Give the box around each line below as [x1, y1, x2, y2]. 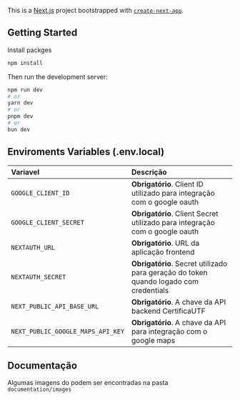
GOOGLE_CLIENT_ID [11, 189, 70, 197]
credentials [131, 285, 169, 295]
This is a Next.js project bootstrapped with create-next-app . [7, 6, 184, 14]
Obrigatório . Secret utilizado [131, 259, 228, 269]
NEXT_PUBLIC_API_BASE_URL [11, 302, 99, 310]
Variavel [11, 167, 40, 177]
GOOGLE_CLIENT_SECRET [11, 218, 84, 226]
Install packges [7, 46, 52, 54]
